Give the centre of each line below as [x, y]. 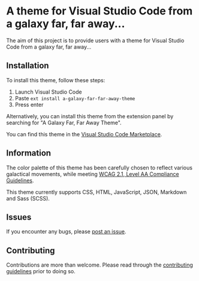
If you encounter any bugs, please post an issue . [67, 232]
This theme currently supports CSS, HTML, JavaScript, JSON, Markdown [97, 192]
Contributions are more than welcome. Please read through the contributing [100, 265]
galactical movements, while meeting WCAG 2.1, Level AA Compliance [93, 174]
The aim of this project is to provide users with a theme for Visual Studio [95, 40]
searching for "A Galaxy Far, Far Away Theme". [64, 122]
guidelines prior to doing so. [41, 271]
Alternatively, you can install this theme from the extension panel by [90, 116]
